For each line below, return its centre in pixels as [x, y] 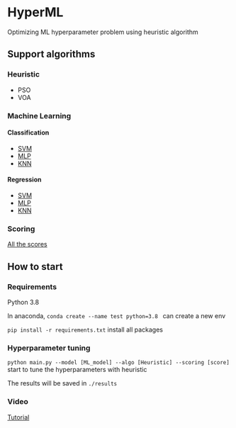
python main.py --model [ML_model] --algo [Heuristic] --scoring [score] [119, 363]
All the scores [27, 244]
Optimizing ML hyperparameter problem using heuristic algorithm [103, 32]
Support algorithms [51, 54]
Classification [28, 133]
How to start [35, 266]
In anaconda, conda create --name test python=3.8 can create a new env [117, 315]
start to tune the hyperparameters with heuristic [77, 370]
